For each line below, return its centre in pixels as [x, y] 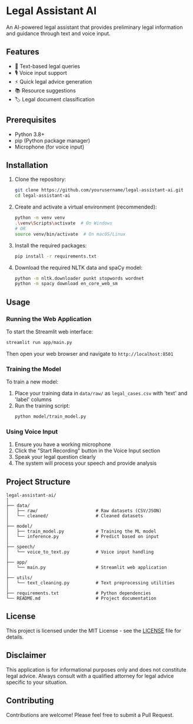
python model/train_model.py [50, 416]
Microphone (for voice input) [49, 147]
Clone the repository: [40, 179]
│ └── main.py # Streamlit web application [86, 568]
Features [23, 52]
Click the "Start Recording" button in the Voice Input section [87, 451]
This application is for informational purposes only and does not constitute [96, 669]
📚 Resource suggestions [45, 90]
